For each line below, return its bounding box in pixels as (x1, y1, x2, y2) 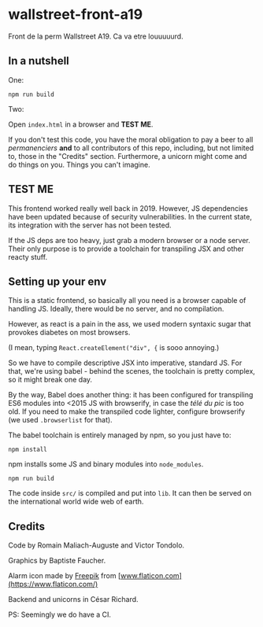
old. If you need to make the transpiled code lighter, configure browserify (8, 407, 246, 416)
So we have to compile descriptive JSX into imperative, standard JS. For (8, 358, 243, 367)
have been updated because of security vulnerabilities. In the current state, (8, 212, 252, 221)
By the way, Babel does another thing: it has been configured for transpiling (8, 390, 254, 400)
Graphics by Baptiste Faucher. (8, 556, 106, 566)
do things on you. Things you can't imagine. (8, 160, 151, 169)
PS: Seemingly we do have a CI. (8, 610, 112, 619)
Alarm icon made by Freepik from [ (8, 571, 121, 581)
